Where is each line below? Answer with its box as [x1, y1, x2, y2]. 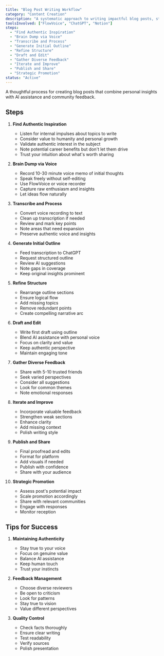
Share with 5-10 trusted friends [19, 369, 82, 374]
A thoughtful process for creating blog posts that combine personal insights [5, 88, 157, 94]
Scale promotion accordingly [19, 493, 78, 499]
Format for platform [19, 453, 59, 459]
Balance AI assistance [19, 556, 64, 562]
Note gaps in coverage [19, 265, 66, 271]
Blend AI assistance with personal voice [19, 334, 100, 340]
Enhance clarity [19, 419, 52, 425]
